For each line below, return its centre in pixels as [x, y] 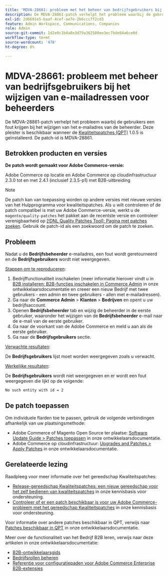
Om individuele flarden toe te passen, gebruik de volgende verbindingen [80, 418]
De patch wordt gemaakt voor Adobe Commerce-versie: [65, 165]
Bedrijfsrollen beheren [35, 558]
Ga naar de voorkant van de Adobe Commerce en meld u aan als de [82, 326]
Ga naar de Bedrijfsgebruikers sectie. [52, 337]
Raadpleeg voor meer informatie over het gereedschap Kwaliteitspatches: [81, 476]
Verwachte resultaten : [28, 347]
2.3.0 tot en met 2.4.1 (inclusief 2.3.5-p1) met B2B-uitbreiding [68, 180]
